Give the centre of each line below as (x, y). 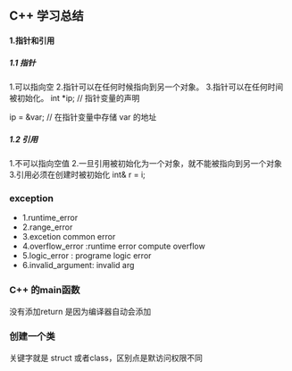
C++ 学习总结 (47, 16)
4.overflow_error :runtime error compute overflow (113, 246)
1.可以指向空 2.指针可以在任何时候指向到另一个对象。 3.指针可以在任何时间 (146, 87)
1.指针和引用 (32, 40)
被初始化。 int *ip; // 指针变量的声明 (75, 97)
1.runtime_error (50, 218)
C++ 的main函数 (45, 291)
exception (31, 198)
